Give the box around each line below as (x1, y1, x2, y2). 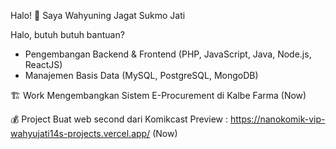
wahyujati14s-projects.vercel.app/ (10, 128, 151, 139)
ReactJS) (24, 59, 63, 70)
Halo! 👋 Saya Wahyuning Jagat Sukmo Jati (10, 10, 186, 21)
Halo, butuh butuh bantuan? (10, 29, 125, 40)
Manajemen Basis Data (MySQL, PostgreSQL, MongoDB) (24, 70, 259, 81)
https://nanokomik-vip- (229, 113, 326, 125)
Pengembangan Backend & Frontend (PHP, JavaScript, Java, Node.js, (24, 48, 312, 60)
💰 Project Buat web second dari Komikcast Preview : (10, 113, 229, 125)
